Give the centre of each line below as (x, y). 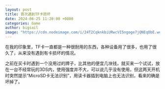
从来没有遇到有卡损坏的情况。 (48, 53)
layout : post (18, 10)
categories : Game (23, 23)
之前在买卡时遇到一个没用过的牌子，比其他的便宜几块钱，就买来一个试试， (80, 63)
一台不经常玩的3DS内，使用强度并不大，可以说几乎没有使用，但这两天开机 (84, 69)
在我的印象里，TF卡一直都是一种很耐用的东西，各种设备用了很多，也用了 (79, 47)
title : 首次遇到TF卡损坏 (28, 14)
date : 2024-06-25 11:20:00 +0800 (39, 19)
